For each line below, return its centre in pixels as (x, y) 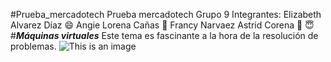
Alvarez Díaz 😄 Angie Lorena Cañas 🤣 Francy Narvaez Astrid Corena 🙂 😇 (162, 25)
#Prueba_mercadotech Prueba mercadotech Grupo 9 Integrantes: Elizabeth (166, 14)
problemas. (33, 46)
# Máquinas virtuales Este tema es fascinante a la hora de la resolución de (164, 35)
